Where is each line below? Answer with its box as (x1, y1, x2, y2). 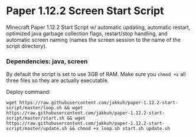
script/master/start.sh (6, 115, 65, 122)
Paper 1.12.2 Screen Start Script (6, 4, 164, 18)
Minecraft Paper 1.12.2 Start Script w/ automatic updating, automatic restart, (6, 24, 191, 31)
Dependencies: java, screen (6, 57, 88, 66)
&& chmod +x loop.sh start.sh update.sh (69, 126, 170, 132)
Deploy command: (6, 89, 51, 96)
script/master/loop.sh (6, 105, 62, 111)
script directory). (6, 43, 47, 50)
